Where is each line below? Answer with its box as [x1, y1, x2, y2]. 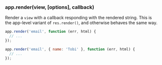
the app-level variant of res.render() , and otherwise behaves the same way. [5, 20, 158, 26]
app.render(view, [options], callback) [5, 4, 94, 11]
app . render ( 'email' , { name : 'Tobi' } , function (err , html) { [5, 47, 135, 52]
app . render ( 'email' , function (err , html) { [5, 29, 96, 34]
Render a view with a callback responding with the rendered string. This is [5, 15, 152, 21]
